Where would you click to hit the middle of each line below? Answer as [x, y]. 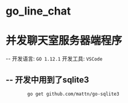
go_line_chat [38, 11]
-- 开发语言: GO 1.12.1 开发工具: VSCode [54, 59]
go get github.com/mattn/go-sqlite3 [73, 94]
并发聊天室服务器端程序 [64, 41]
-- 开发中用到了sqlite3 [47, 80]
